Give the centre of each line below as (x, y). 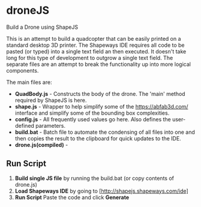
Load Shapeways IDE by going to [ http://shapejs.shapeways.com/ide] (102, 191)
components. (22, 70)
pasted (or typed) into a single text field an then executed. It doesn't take (96, 51)
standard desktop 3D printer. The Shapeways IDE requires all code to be (95, 45)
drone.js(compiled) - (41, 145)
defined (25, 125)
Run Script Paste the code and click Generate (72, 197)
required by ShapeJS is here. (51, 100)
